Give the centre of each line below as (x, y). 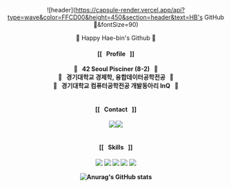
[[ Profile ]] (116, 54)
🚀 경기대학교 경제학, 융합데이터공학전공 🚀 (116, 77)
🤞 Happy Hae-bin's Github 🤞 (116, 38)
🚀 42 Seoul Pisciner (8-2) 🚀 (116, 69)
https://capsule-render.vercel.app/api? (130, 10)
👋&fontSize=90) (116, 24)
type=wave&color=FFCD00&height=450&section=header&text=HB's (105, 17)
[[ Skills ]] (116, 147)
